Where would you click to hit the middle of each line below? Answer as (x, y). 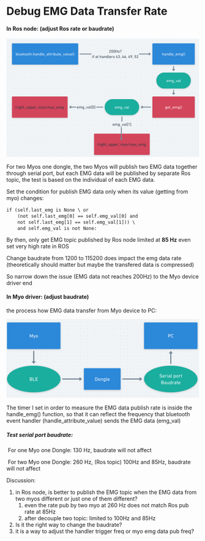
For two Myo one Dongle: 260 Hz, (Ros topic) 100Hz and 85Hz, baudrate (99, 462)
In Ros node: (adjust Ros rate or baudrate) (60, 28)
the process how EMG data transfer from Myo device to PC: (82, 310)
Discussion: (21, 480)
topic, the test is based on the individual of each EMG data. (81, 179)
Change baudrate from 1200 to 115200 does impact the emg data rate (94, 258)
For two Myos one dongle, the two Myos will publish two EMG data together (102, 166)
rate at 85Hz (40, 512)
